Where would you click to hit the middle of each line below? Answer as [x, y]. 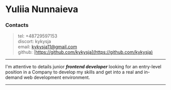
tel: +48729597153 [37, 36]
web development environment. [57, 77]
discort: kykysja [34, 41]
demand [14, 77]
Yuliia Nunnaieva [42, 9]
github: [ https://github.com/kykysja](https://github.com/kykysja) [85, 52]
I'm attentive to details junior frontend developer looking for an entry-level [83, 67]
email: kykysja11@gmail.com [47, 47]
